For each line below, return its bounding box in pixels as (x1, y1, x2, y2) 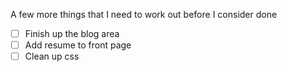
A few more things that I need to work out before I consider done (10, 9, 278, 20)
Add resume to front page (24, 39, 132, 51)
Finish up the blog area (24, 28, 120, 39)
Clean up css (24, 50, 80, 63)
